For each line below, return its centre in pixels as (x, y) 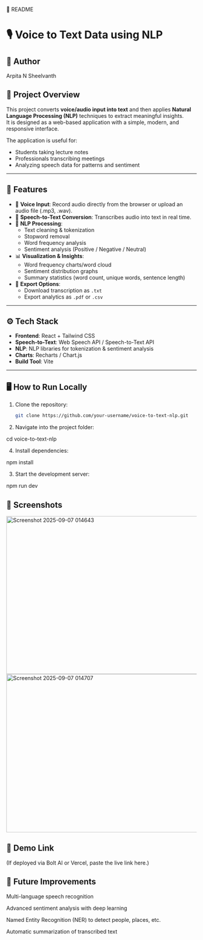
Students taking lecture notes (52, 152)
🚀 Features (27, 190)
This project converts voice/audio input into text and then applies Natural (99, 109)
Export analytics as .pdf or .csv (63, 297)
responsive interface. (33, 128)
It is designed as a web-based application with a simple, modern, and (93, 122)
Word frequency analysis (55, 242)
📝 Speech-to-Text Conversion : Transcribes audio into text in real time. (103, 217)
